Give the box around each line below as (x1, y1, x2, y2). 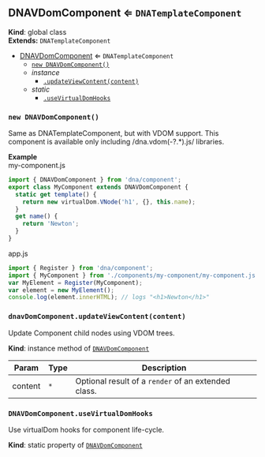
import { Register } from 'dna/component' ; (8, 264, 154, 272)
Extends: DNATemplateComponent (8, 36, 111, 45)
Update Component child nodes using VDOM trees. (8, 328, 175, 338)
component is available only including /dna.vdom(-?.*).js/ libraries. (8, 137, 225, 147)
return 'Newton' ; (22, 220, 80, 228)
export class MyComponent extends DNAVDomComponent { (8, 183, 189, 191)
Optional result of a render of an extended (75, 375, 231, 386)
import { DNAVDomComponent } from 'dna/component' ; (8, 176, 181, 184)
